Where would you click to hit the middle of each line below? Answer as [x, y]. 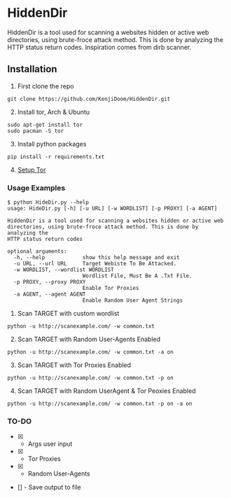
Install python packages [52, 144]
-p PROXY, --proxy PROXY [50, 282]
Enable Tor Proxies [111, 289]
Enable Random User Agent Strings [133, 300]
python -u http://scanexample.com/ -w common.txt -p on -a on [100, 404]
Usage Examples [36, 188]
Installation [32, 69]
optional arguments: [37, 251]
